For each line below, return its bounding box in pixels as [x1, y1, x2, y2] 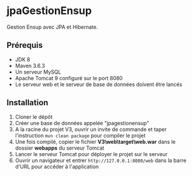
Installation [6, 98, 48, 108]
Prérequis [6, 40, 43, 50]
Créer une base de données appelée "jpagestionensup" [15, 119, 149, 126]
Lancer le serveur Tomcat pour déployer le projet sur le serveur [15, 150, 168, 157]
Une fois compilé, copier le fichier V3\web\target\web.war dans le [15, 138, 176, 145]
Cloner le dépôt [15, 113, 53, 120]
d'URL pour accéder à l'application [15, 163, 99, 170]
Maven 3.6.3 [15, 62, 46, 69]
